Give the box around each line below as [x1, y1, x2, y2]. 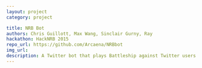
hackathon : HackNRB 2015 [6, 36, 69, 42]
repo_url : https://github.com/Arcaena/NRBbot [6, 42, 123, 48]
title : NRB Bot [6, 25, 45, 31]
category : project [6, 14, 53, 20]
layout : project [6, 8, 47, 15]
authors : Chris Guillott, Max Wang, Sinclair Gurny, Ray [6, 30, 153, 36]
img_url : [6, 47, 28, 54]
